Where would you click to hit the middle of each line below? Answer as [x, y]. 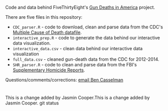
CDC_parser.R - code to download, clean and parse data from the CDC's [88, 27]
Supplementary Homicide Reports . [49, 70]
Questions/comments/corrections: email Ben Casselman [64, 80]
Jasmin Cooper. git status [32, 103]
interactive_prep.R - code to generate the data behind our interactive [86, 38]
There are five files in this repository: [44, 17]
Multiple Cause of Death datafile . [47, 32]
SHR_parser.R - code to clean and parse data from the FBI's [75, 65]
